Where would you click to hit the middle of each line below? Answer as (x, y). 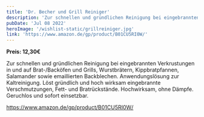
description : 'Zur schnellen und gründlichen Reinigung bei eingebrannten (103, 18)
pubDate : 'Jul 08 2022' (36, 23)
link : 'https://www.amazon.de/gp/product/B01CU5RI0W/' (77, 35)
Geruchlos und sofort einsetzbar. (48, 96)
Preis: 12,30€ (23, 52)
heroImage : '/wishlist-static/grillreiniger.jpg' (70, 29)
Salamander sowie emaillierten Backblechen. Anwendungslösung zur (93, 76)
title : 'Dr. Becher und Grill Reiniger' (58, 12)
